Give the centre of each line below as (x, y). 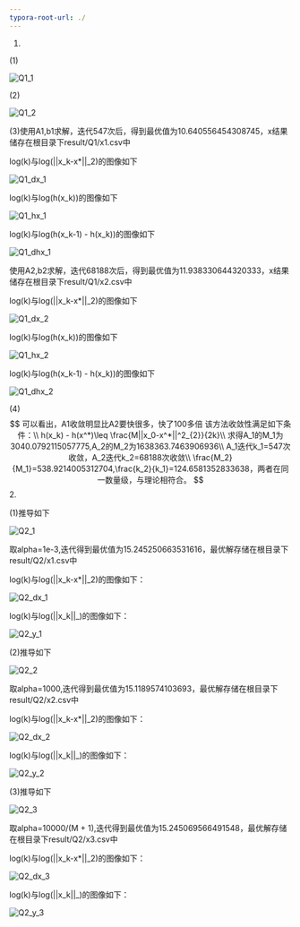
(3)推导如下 (30, 791)
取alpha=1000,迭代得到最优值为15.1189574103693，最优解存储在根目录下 (144, 688)
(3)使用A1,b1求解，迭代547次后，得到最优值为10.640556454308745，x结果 (149, 131)
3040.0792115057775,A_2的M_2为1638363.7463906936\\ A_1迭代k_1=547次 (150, 446)
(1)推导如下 (30, 512)
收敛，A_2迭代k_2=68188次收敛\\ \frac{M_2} (150, 457)
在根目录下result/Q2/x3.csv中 (64, 839)
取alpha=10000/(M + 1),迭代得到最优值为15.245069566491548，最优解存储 (148, 828)
